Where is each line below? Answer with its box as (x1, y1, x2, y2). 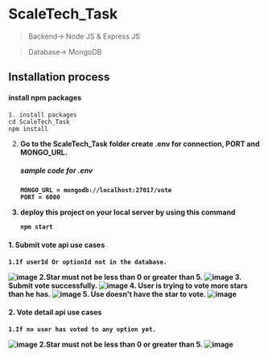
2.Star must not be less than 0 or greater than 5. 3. (39, 272, 242, 281)
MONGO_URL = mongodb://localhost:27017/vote (19, 186, 172, 194)
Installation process (8, 70, 110, 84)
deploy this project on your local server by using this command (19, 207, 236, 217)
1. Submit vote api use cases (8, 240, 105, 249)
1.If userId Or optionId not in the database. (8, 258, 167, 266)
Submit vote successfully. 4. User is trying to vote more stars (8, 281, 248, 290)
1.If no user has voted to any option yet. (8, 325, 157, 334)
